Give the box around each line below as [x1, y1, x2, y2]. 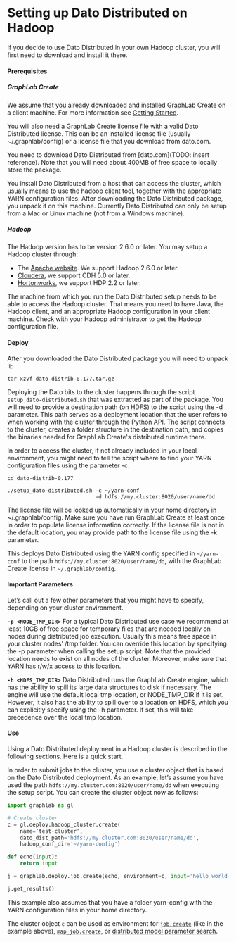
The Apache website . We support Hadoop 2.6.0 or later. [17, 264, 179, 272]
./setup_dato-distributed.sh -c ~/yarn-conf [7, 487, 140, 494]
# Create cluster [7, 815, 58, 822]
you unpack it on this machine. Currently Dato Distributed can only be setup [7, 201, 227, 210]
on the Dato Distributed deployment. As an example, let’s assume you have [7, 773, 224, 782]
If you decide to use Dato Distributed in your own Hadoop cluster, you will [7, 43, 221, 51]
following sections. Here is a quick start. [7, 752, 124, 761]
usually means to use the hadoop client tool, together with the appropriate [7, 187, 222, 195]
